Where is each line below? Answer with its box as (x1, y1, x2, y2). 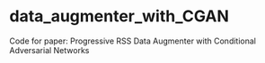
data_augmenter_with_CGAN (9, 6, 229, 27)
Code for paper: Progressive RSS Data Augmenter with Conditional (9, 35, 256, 46)
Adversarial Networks (9, 44, 90, 55)
